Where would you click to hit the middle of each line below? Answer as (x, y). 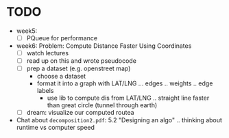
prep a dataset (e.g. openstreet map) (79, 68)
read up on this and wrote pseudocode (81, 61)
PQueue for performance (62, 38)
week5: (27, 31)
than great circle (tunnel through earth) (102, 105)
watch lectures (48, 53)
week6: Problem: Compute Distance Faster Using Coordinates (104, 46)
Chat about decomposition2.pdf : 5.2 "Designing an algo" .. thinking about (119, 120)
